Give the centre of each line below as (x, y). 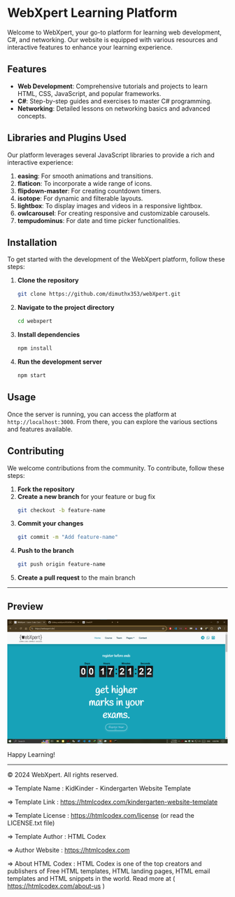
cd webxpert (35, 321)
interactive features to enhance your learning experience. (90, 47)
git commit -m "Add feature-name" (67, 537)
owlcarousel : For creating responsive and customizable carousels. (114, 213)
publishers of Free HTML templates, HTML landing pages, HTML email (109, 871)
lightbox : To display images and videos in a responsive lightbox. (110, 205)
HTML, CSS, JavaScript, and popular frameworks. (89, 93)
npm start (32, 376)
